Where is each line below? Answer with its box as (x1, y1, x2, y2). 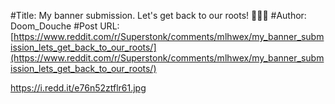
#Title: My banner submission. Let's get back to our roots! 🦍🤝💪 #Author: (10, 10, 307, 21)
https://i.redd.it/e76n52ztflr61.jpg (10, 82, 147, 94)
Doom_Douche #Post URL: (10, 20, 120, 32)
